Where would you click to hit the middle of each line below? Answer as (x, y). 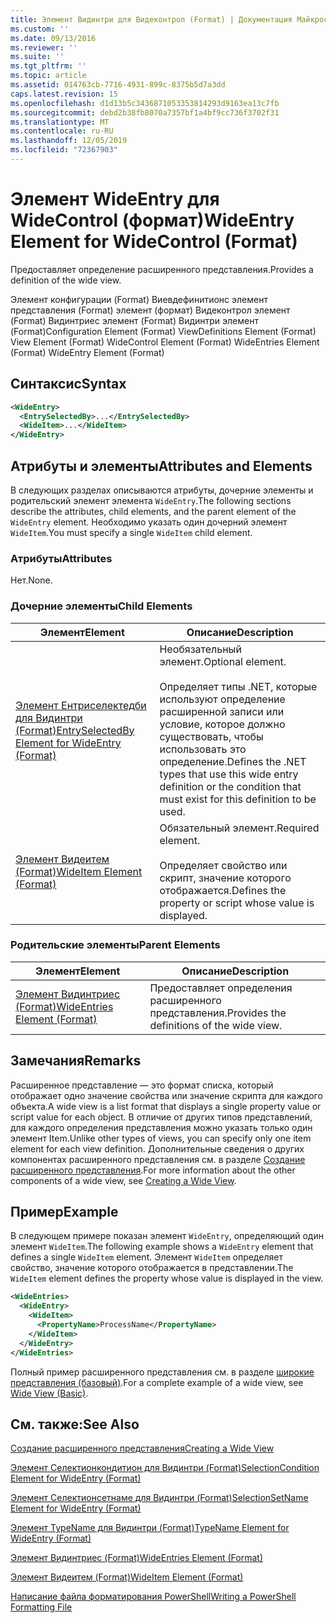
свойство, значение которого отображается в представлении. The (152, 1268)
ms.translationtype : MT (60, 122)
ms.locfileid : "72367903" (64, 150)
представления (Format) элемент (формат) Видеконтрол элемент (150, 310)
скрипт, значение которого (225, 878)
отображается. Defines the (223, 890)
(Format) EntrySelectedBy (75, 730)
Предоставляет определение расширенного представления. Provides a (162, 269)
